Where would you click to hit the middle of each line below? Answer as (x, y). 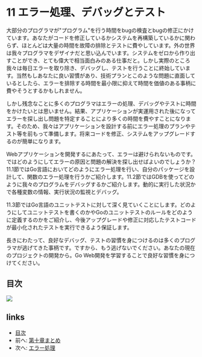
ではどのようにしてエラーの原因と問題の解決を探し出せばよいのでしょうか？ (101, 161)
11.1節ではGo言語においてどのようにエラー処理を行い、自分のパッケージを (98, 169)
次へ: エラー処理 (35, 347)
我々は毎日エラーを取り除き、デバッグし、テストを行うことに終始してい (96, 68)
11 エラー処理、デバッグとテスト (86, 12)
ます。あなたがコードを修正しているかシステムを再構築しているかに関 (103, 37)
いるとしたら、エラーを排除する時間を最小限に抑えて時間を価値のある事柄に (101, 83)
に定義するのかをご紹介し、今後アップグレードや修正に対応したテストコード (101, 220)
